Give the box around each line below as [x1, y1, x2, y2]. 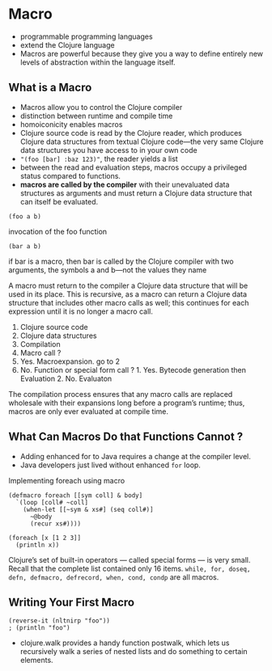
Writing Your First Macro [8, 595, 135, 609]
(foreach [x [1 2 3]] [8, 534, 82, 542]
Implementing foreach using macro [8, 475, 125, 485]
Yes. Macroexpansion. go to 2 [19, 357, 120, 366]
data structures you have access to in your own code [19, 145, 198, 154]
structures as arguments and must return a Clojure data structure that [19, 188, 253, 198]
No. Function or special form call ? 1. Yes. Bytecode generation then [19, 365, 247, 374]
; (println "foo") [8, 624, 70, 632]
